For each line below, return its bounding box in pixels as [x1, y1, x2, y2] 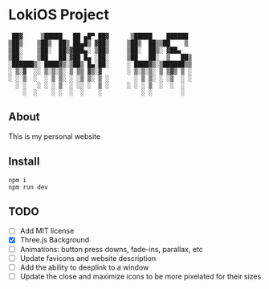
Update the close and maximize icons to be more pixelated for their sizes [19, 271, 262, 281]
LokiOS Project [8, 6, 110, 24]
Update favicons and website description [19, 253, 157, 263]
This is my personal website [8, 131, 101, 141]
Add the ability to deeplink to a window [19, 263, 149, 272]
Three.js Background [19, 235, 90, 245]
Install [8, 155, 40, 169]
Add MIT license [19, 226, 75, 236]
